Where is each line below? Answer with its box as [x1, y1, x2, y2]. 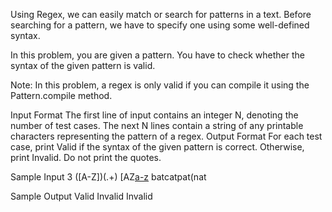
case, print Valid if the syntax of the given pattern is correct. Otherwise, [10, 141, 305, 153]
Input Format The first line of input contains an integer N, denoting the [10, 109, 299, 121]
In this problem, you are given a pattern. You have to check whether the [10, 49, 305, 61]
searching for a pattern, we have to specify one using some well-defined [10, 19, 310, 31]
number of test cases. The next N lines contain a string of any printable [10, 120, 304, 131]
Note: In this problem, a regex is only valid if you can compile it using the [10, 79, 310, 91]
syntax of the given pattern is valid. [10, 60, 156, 71]
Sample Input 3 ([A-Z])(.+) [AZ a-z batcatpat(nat [10, 171, 207, 183]
